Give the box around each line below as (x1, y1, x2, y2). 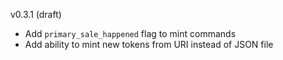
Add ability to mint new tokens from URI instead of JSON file (24, 39, 274, 50)
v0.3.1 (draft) (10, 9, 62, 20)
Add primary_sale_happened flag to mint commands (24, 28, 237, 39)
